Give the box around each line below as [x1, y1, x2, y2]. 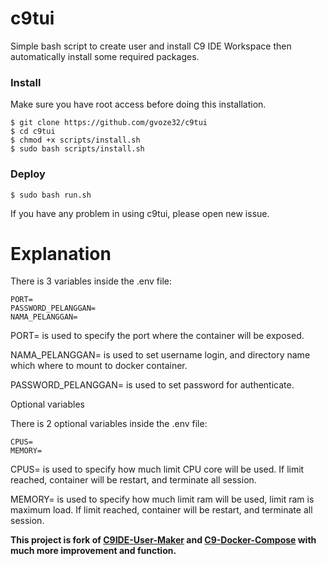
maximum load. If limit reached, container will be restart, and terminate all [10, 504, 313, 516]
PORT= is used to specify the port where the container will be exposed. [10, 330, 305, 342]
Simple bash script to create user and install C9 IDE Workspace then [10, 40, 292, 52]
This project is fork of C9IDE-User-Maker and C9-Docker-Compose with [10, 534, 317, 546]
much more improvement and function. [10, 545, 177, 557]
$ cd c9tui [10, 127, 56, 137]
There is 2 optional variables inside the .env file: [10, 418, 208, 430]
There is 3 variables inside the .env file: [10, 275, 172, 287]
